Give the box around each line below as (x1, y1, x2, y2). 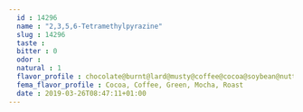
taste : (16, 38, 46, 48)
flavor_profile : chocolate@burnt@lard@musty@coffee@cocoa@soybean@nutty (16, 72, 300, 81)
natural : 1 (16, 64, 62, 73)
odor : (16, 55, 42, 64)
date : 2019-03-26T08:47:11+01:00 (16, 89, 147, 98)
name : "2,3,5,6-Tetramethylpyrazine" (16, 22, 164, 31)
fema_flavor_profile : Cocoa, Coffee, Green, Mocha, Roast (16, 80, 244, 89)
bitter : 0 (16, 47, 58, 56)
